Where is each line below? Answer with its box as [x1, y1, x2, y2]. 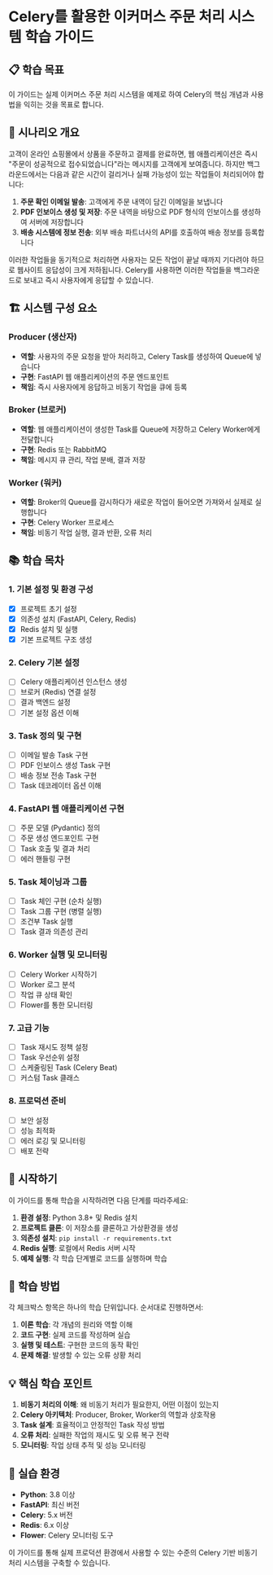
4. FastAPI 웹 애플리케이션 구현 [8, 803, 124, 814]
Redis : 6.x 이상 [19, 1520, 70, 1530]
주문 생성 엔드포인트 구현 [19, 833, 99, 843]
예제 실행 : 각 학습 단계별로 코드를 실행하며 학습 [19, 1253, 168, 1263]
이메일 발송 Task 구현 [19, 750, 89, 760]
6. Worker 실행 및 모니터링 [8, 950, 108, 961]
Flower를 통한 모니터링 [19, 999, 93, 1010]
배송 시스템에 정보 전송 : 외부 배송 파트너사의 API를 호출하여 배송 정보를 [19, 227, 244, 237]
